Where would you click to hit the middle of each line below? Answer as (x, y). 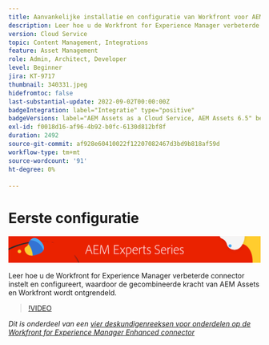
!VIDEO (40, 308)
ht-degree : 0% (32, 169)
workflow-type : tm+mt (44, 152)
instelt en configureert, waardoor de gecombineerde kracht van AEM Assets (134, 284)
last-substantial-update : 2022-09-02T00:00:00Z (89, 101)
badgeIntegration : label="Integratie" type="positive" (102, 110)
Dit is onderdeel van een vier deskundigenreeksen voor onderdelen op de (129, 323)
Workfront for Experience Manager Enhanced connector (101, 332)
